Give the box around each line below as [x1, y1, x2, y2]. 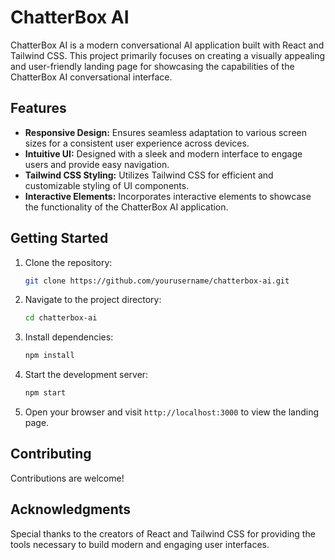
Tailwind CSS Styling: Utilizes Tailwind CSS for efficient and [24, 169, 274, 181]
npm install [24, 351, 75, 361]
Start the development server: [24, 369, 149, 381]
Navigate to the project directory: [24, 294, 162, 306]
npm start [24, 388, 67, 398]
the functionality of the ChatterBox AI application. [24, 201, 229, 213]
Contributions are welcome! [10, 472, 125, 484]
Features [10, 100, 67, 117]
